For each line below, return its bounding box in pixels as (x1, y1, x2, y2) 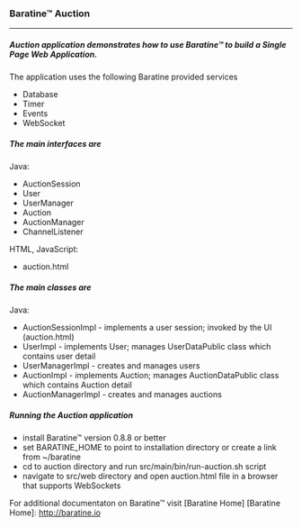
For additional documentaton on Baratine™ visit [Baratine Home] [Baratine (9, 498, 281, 509)
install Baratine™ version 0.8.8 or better (22, 432, 166, 443)
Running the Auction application (9, 409, 133, 421)
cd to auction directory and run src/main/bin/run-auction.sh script (22, 461, 267, 472)
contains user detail (22, 350, 96, 362)
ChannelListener (22, 226, 84, 237)
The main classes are (9, 282, 92, 293)
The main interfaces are (9, 138, 102, 149)
